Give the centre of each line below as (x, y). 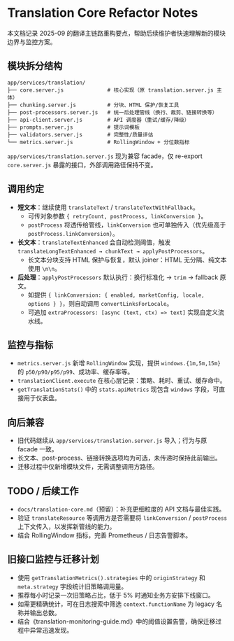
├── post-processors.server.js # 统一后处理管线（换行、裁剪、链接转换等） (112, 112)
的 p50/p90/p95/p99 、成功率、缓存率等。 (75, 372)
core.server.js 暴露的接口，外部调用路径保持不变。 (82, 164)
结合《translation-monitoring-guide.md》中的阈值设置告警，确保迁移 (116, 621)
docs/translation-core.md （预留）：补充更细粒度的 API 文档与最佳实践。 (121, 509)
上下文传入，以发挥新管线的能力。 (66, 527)
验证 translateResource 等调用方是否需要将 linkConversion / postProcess (122, 518)
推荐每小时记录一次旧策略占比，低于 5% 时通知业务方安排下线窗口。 (116, 595)
